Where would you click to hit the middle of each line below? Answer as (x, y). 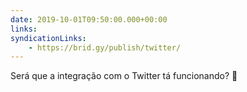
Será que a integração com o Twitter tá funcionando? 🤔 (124, 76)
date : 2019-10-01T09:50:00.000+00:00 (89, 19)
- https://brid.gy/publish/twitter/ (105, 47)
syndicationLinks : (48, 38)
